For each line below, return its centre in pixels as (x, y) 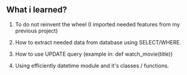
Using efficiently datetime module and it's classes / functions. (92, 65)
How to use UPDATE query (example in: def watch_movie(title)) (94, 54)
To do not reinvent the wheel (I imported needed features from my (97, 24)
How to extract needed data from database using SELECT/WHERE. (98, 42)
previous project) (36, 31)
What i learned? (37, 10)
